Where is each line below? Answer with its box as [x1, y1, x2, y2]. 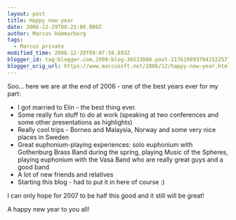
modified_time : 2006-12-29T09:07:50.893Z [7, 50, 131, 57]
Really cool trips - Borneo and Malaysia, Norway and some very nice [17, 125, 216, 134]
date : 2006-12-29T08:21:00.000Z [7, 23, 102, 30]
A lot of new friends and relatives [17, 170, 114, 179]
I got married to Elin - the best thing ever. [17, 103, 137, 111]
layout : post [7, 10, 46, 18]
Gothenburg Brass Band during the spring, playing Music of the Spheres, [17, 148, 228, 156]
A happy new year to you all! [7, 205, 90, 213]
